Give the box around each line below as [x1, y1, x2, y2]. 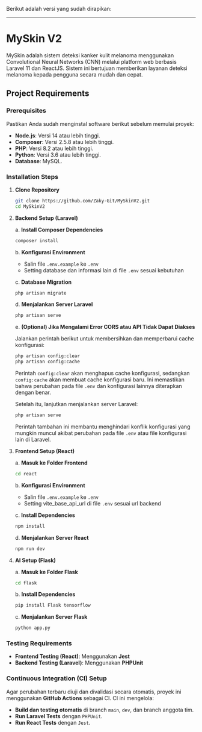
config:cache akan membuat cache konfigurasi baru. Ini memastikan [14, 376, 185, 383]
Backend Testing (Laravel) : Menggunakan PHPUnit [14, 659, 144, 666]
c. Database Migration [14, 278, 72, 286]
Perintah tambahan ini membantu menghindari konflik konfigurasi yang [14, 423, 191, 430]
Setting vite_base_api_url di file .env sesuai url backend [23, 499, 161, 507]
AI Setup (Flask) [14, 557, 56, 564]
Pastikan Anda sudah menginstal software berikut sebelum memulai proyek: [6, 120, 194, 127]
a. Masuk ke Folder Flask [14, 568, 78, 575]
